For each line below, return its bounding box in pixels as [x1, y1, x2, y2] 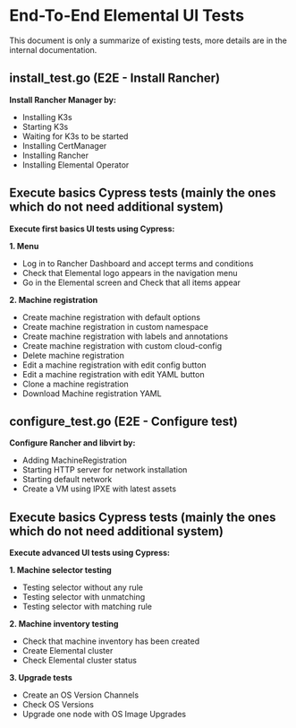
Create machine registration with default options [21, 311, 201, 323]
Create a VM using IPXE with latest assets [21, 483, 177, 494]
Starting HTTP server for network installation [21, 464, 188, 475]
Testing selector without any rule [21, 582, 143, 593]
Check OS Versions [21, 699, 94, 710]
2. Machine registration [9, 294, 98, 305]
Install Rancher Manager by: [9, 94, 116, 105]
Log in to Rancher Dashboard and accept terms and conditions [21, 257, 254, 269]
